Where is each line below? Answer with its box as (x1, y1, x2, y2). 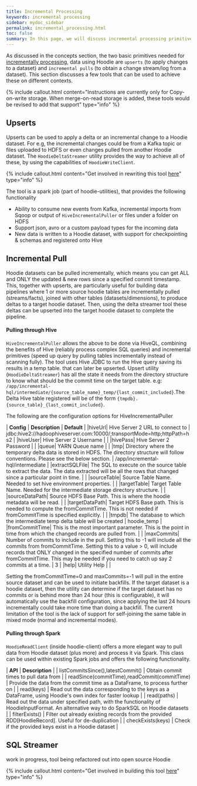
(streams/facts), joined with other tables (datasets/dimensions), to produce (6, 294, 188, 301)
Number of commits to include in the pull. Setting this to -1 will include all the (6, 536, 191, 543)
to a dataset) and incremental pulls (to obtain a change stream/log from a (6, 65, 186, 71)
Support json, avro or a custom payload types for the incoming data (14, 224, 179, 231)
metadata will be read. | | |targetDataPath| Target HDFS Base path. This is (6, 498, 184, 506)
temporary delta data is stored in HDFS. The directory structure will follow (6, 448, 185, 456)
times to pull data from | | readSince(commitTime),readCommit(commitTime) (6, 673, 191, 680)
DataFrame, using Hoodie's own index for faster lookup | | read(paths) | (6, 692, 179, 699)
